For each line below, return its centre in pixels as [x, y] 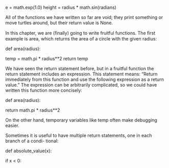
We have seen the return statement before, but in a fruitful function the [80, 68]
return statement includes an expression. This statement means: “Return [81, 74]
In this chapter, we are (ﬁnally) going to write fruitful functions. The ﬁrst [80, 33]
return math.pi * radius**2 [33, 110]
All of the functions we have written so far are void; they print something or [84, 17]
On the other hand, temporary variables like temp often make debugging [81, 120]
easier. [12, 125]
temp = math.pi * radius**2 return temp [47, 59]
